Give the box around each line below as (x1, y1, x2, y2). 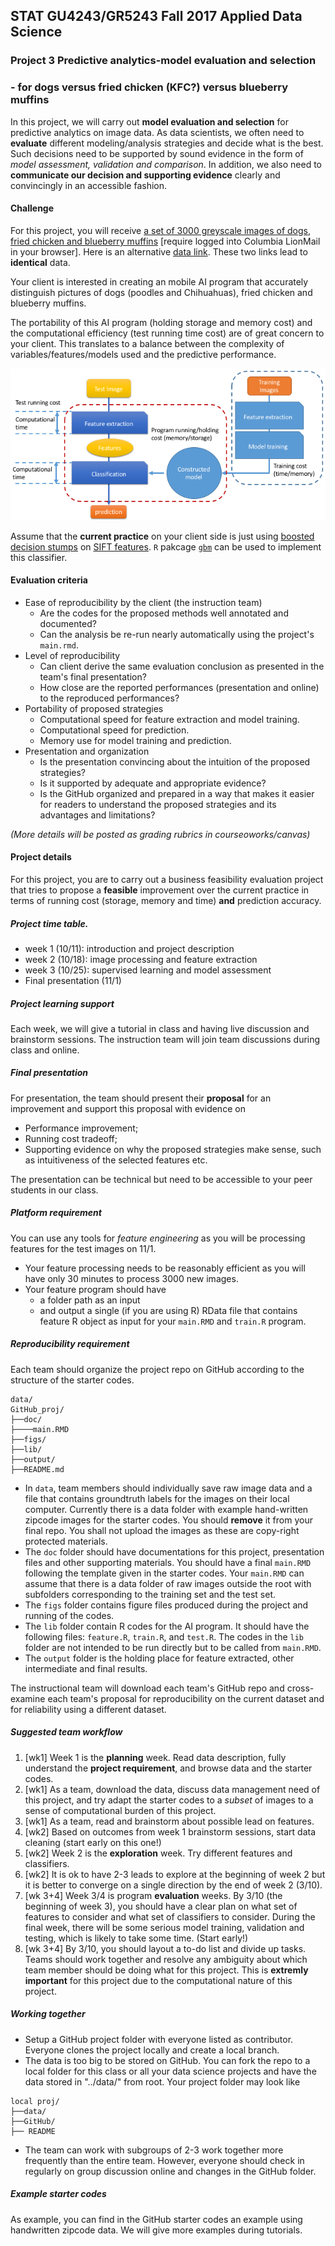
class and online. (10, 1044, 80, 1056)
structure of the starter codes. (10, 1374, 135, 1386)
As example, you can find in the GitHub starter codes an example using (10, 2213, 303, 2225)
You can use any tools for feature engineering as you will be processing (10, 1232, 306, 1244)
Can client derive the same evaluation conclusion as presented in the (39, 660, 325, 672)
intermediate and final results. (24, 1662, 148, 1674)
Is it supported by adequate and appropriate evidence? (39, 777, 267, 789)
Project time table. (10, 917, 89, 929)
